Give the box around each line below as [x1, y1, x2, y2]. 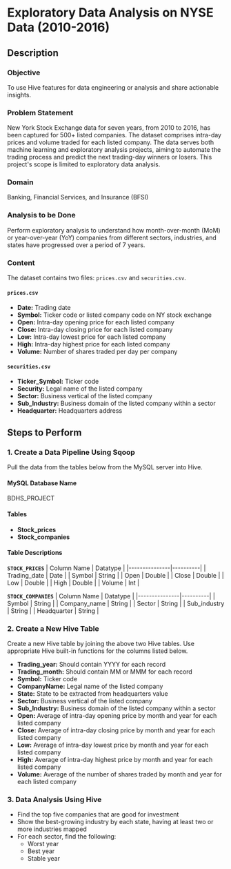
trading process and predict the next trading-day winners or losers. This [7, 153, 212, 162]
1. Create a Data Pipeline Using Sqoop [7, 447, 136, 457]
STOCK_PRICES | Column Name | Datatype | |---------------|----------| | [7, 564, 206, 572]
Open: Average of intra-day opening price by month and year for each [17, 712, 217, 720]
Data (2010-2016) [7, 19, 110, 35]
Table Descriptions [7, 549, 63, 557]
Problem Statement [7, 108, 74, 117]
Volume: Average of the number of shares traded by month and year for [17, 770, 223, 779]
